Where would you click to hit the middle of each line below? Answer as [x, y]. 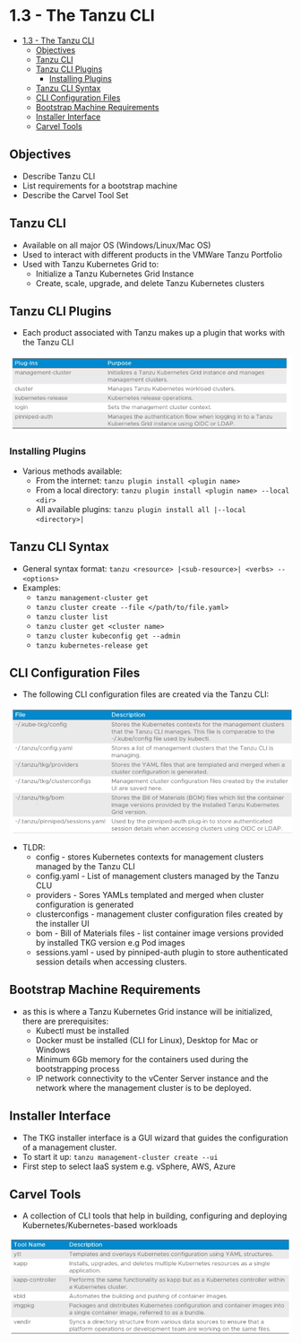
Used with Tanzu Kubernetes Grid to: [90, 264]
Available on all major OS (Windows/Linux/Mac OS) [116, 245]
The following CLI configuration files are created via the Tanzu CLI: [146, 694]
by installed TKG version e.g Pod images [110, 942]
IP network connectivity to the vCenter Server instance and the [152, 1078]
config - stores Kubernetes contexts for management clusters [150, 857]
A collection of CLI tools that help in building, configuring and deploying [155, 1216]
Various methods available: [72, 471]
